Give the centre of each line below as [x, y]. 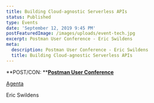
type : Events [22, 22]
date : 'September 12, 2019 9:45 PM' [51, 28]
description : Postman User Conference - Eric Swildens [80, 50]
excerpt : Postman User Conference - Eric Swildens [69, 39]
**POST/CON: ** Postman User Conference [60, 72]
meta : [13, 45]
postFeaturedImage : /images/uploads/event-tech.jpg [71, 34]
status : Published [29, 17]
